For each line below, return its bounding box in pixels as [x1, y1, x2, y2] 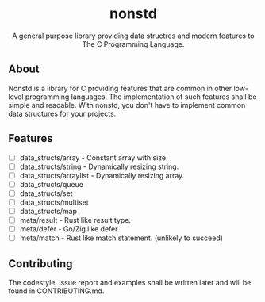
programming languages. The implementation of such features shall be [25, 92, 257, 101]
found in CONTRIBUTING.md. [8, 286, 105, 296]
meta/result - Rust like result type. [19, 216, 132, 224]
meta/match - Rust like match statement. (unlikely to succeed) [19, 233, 224, 243]
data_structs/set [19, 188, 73, 198]
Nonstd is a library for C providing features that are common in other [8, 83, 232, 93]
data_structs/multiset [19, 197, 89, 207]
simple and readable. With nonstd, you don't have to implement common [8, 100, 246, 109]
